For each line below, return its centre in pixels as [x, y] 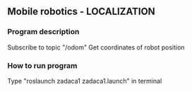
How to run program [42, 65]
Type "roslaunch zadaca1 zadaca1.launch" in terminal [85, 81]
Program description [43, 32]
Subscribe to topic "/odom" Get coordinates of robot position [96, 47]
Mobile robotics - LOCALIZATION [81, 12]
